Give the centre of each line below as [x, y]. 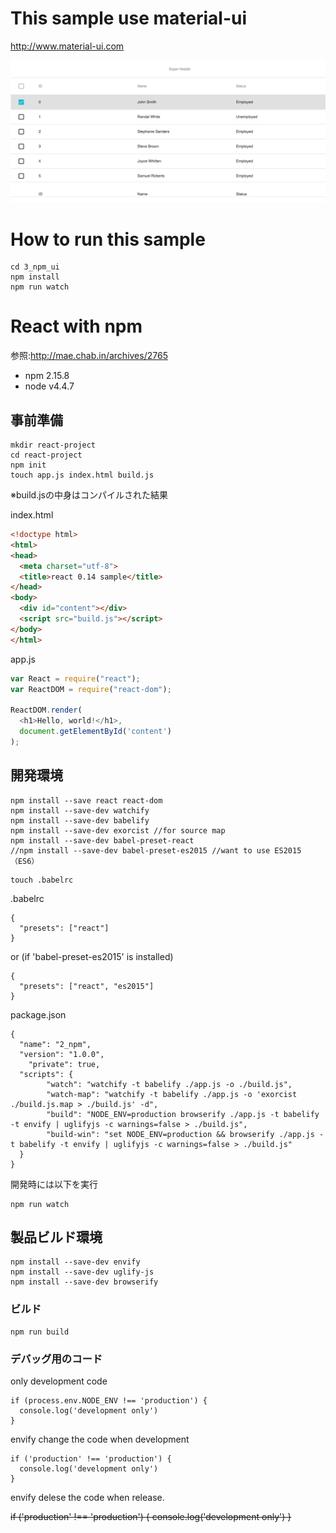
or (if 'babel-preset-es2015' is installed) [92, 956]
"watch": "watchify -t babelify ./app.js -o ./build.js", [169, 1084]
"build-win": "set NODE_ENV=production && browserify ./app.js [180, 1134]
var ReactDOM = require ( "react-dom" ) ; [91, 689]
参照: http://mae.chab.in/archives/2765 [89, 356]
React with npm [76, 326]
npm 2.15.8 [47, 376]
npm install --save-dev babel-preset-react [102, 840]
